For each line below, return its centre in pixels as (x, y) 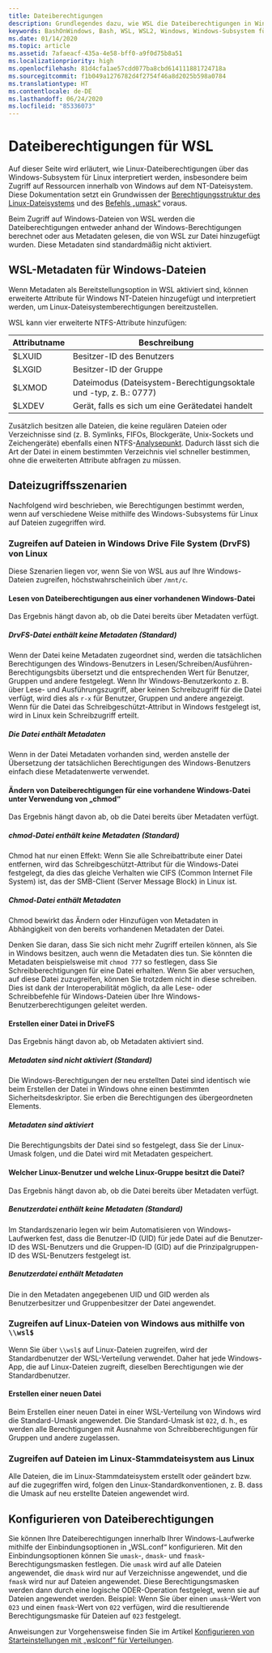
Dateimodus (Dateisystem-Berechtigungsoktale (164, 382)
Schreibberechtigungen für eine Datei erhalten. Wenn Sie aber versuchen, (132, 971)
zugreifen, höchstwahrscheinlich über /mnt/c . (112, 579)
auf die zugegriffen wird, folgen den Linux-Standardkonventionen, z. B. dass (136, 1485)
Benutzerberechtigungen (50, 1005)
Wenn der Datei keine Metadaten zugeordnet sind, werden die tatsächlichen (135, 655)
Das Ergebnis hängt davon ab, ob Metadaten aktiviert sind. (106, 1042)
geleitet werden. (120, 1005)
